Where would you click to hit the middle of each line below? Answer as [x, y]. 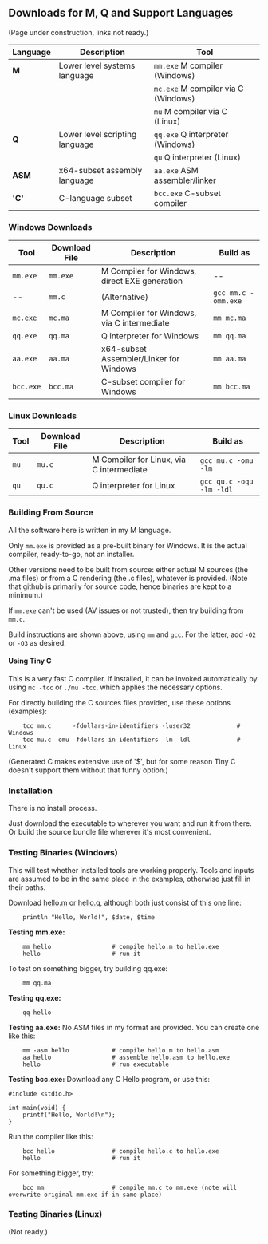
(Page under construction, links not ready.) [79, 32]
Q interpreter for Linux [134, 486]
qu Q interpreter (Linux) [197, 157]
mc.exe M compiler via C [199, 89]
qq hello [37, 1013]
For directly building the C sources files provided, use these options [120, 702]
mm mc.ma [229, 318]
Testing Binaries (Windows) [63, 853]
